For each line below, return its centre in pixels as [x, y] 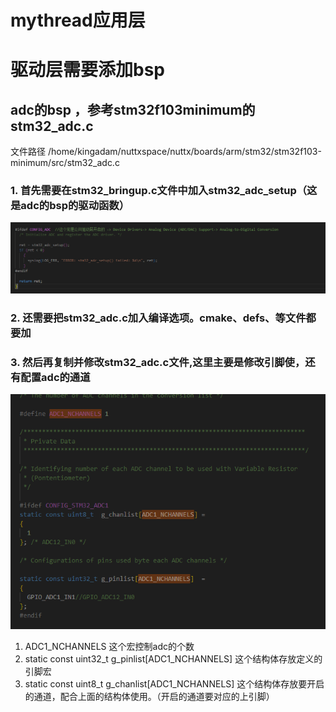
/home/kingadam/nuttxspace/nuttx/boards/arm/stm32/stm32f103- [184, 152]
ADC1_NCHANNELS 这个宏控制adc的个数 [109, 646]
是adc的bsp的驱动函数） [70, 206]
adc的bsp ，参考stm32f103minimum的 [133, 109]
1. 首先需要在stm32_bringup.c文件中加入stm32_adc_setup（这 [164, 191]
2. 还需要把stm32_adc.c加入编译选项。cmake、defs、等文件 [158, 318]
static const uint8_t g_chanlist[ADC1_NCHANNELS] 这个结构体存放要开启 [174, 683]
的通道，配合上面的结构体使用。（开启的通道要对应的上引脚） [149, 696]
